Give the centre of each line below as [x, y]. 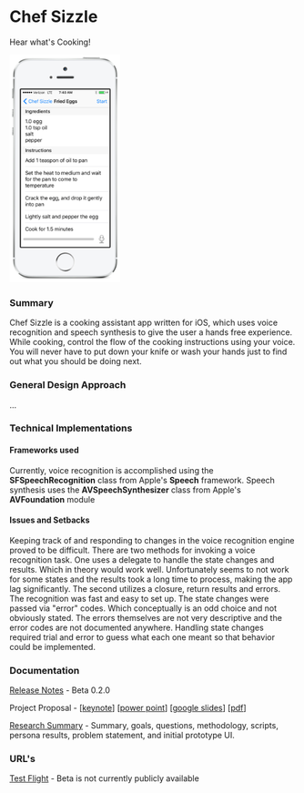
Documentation [45, 670]
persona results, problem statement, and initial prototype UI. [122, 736]
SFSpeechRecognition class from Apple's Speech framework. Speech [142, 480]
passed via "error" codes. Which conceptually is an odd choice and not [143, 608]
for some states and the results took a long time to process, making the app [151, 579]
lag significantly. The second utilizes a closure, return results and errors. [145, 588]
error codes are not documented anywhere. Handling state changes [137, 627]
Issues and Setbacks [50, 520]
